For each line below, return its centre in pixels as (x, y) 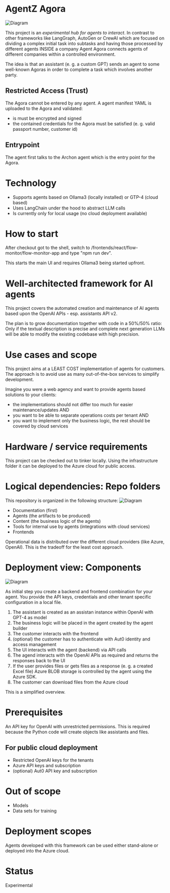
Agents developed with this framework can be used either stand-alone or (82, 845)
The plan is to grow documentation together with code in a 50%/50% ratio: (84, 324)
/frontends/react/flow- (114, 248)
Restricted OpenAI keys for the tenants (53, 760)
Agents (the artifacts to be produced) (52, 516)
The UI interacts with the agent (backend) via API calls (70, 650)
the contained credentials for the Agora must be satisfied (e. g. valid (84, 123)
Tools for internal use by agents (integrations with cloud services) (81, 527)
